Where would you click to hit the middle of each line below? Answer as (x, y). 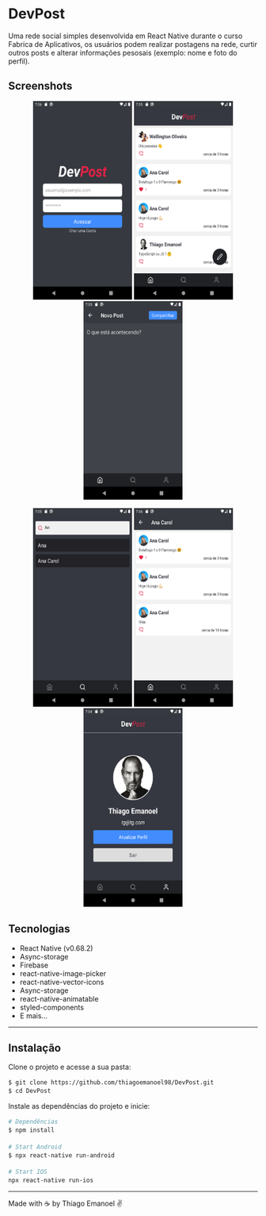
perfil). (19, 61)
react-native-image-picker (63, 973)
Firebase (34, 965)
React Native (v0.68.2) (56, 948)
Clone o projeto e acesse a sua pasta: (70, 1067)
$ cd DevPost (30, 1091)
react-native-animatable (59, 998)
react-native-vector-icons (62, 982)
